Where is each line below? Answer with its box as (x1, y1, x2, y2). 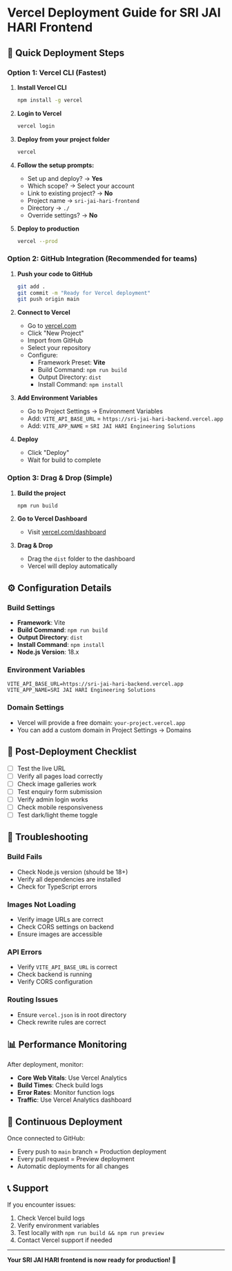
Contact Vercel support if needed (17, 1236, 113, 1244)
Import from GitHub (27, 336, 84, 345)
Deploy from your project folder (17, 135, 110, 143)
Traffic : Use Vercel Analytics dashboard (17, 1096, 132, 1104)
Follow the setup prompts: (17, 161, 95, 169)
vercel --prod (17, 237, 58, 244)
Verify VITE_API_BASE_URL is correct (17, 963, 117, 971)
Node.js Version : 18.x (17, 648, 79, 657)
